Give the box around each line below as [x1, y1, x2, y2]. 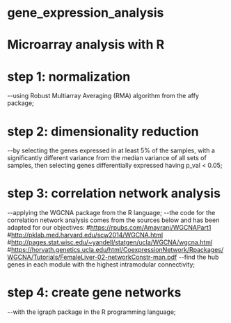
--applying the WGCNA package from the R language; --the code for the [7, 209, 216, 217]
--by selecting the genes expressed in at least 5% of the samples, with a [7, 146, 216, 155]
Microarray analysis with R [7, 37, 165, 53]
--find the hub [178, 253, 219, 262]
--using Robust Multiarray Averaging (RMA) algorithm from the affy [7, 92, 200, 100]
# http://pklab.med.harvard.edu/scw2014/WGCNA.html [7, 231, 164, 239]
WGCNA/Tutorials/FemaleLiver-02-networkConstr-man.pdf [7, 253, 177, 262]
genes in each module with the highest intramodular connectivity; [7, 260, 196, 269]
